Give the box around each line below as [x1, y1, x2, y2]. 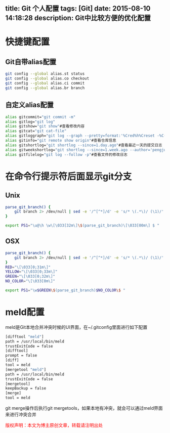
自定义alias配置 [5, 101, 54, 109]
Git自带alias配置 [5, 57, 57, 66]
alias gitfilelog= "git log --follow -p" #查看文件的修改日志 [5, 152, 128, 157]
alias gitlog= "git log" [5, 119, 56, 124]
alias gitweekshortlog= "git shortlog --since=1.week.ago [5, 147, 128, 152]
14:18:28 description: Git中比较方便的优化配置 [5, 14, 151, 22]
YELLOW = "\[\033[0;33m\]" [5, 269, 58, 274]
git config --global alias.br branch [5, 85, 85, 91]
